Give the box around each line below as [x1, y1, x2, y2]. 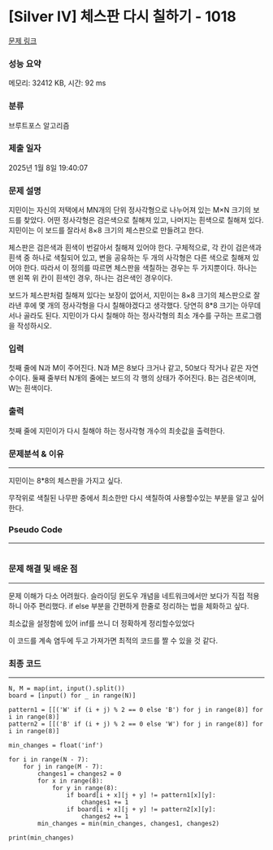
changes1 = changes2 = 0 [37, 770, 122, 778]
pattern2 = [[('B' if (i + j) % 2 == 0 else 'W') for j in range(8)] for [8, 720, 264, 728]
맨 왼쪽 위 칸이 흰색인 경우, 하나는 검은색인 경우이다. [8, 273, 173, 283]
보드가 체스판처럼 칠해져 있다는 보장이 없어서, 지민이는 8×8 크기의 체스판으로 [8, 290, 252, 301]
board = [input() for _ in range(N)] [8, 692, 136, 700]
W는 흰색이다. [8, 384, 53, 393]
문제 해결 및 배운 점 [8, 563, 78, 575]
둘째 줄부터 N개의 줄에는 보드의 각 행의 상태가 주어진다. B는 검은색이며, [32, 373, 257, 383]
